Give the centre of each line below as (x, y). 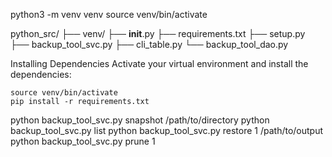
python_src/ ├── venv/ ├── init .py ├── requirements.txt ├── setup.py (158, 33)
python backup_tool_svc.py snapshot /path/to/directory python (140, 120)
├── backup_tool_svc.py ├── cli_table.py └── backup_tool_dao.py (149, 44)
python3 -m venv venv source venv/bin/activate (109, 14)
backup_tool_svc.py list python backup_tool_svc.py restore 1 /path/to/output (167, 130)
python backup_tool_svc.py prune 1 (83, 141)
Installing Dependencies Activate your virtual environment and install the (159, 63)
